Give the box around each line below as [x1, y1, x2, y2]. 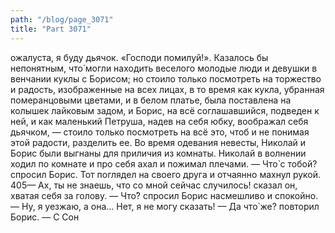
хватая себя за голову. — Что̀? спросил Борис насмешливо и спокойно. [10, 189, 319, 201]
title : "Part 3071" [10, 24, 92, 34]
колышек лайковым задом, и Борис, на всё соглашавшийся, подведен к [10, 104, 320, 116]
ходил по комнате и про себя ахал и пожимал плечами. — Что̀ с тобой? [10, 157, 318, 170]
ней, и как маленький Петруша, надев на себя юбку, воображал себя [10, 115, 309, 127]
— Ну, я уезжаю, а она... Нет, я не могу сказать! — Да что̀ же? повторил [10, 200, 320, 212]
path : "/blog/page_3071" [10, 14, 114, 25]
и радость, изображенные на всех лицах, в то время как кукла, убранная [10, 83, 325, 95]
